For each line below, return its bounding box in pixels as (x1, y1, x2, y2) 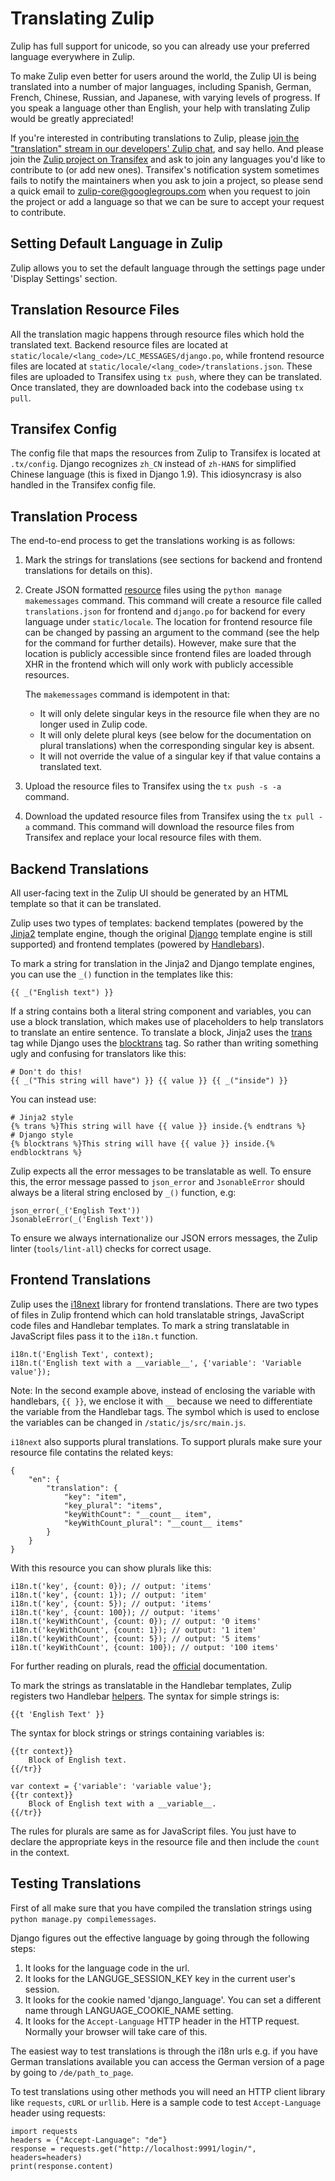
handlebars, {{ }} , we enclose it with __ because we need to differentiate (10, 1395, 313, 1407)
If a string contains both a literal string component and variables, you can (10, 1005, 312, 1017)
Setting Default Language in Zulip (10, 235, 223, 252)
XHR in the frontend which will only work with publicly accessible (24, 658, 294, 671)
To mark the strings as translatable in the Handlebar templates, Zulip (10, 1679, 292, 1691)
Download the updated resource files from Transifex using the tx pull (24, 810, 315, 822)
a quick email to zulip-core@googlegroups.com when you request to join (10, 185, 311, 197)
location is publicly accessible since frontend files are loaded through (24, 648, 312, 660)
